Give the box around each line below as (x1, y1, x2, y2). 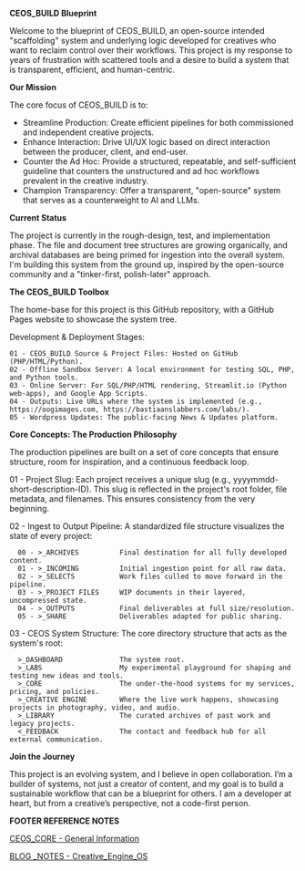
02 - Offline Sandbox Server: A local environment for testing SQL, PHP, (9, 365, 296, 374)
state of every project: (9, 531, 93, 541)
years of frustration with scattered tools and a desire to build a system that (9, 55, 290, 65)
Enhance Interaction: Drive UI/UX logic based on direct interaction (22, 137, 270, 147)
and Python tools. (9, 373, 79, 382)
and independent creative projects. (22, 127, 155, 138)
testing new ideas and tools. (9, 671, 125, 680)
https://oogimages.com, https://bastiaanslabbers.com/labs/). (9, 405, 250, 414)
